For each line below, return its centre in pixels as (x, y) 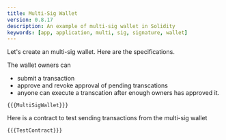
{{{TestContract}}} (35, 130)
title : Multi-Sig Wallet (42, 13)
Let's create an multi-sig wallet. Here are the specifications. (91, 52)
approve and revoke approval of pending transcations (93, 85)
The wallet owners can (39, 65)
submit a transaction (46, 79)
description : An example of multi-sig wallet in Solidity (91, 26)
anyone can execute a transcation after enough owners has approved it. (118, 93)
